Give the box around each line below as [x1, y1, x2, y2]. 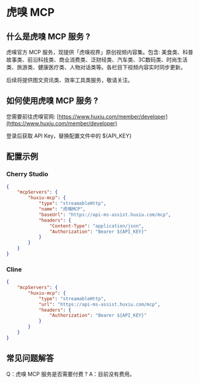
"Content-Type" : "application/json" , [49, 223, 145, 229]
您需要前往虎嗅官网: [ [6, 113, 59, 120]
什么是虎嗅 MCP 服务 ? [6, 31, 90, 42]
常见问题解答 [6, 353, 54, 364]
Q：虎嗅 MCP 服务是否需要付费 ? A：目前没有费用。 [6, 370, 136, 378]
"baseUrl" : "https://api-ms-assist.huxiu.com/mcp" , [38, 212, 171, 218]
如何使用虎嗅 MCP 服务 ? [6, 96, 98, 106]
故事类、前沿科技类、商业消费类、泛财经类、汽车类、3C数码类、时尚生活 [6, 56, 188, 63]
